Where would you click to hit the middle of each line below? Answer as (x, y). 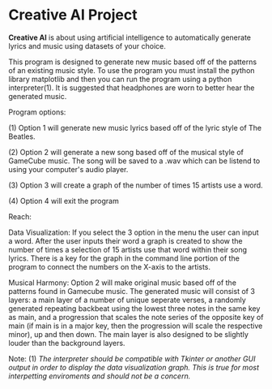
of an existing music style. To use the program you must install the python (132, 70)
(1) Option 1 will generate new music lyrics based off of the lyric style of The (135, 128)
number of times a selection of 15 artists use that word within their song (128, 249)
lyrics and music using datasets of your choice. (87, 45)
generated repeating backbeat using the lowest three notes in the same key (134, 308)
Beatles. (22, 136)
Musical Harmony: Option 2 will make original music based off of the (123, 283)
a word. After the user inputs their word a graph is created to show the (125, 240)
